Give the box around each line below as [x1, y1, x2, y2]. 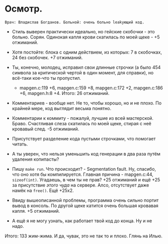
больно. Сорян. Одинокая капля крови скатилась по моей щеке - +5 [12, 34, 160, 40]
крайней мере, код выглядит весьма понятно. [12, 105, 112, 111]
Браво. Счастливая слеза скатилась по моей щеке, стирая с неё [12, 120, 152, 126]
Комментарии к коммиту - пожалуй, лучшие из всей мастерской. [12, 115, 154, 121]
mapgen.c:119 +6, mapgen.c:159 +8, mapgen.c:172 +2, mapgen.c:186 [19, 84, 163, 91]
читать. [12, 141, 28, 147]
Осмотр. [5, 3, 43, 15]
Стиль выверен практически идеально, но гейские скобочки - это [12, 28, 155, 34]
